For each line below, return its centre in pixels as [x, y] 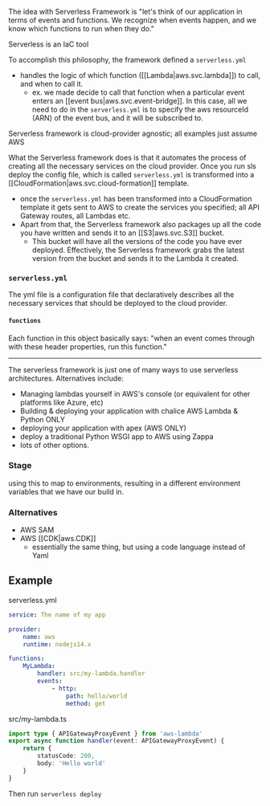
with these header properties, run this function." [88, 346]
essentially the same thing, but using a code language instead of [139, 547]
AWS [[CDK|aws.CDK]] [58, 539]
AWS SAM [37, 530]
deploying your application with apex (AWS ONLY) [103, 428]
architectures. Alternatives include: [66, 378]
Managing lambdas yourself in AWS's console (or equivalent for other [135, 393]
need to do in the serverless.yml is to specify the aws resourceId [140, 109]
